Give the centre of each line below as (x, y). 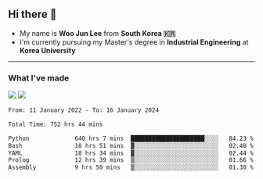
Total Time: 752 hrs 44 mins (56, 124)
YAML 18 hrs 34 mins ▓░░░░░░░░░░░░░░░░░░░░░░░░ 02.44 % (131, 153)
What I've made (39, 77)
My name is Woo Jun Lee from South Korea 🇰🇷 (97, 33)
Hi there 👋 (32, 14)
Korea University (47, 50)
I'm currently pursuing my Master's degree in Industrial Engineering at (134, 42)
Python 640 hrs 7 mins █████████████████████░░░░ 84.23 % (131, 138)
